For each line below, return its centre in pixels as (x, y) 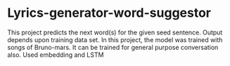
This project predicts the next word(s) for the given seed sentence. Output (115, 32)
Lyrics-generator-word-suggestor (109, 13)
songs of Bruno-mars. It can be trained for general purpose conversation (113, 47)
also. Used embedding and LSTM (56, 55)
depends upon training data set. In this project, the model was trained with (115, 39)
